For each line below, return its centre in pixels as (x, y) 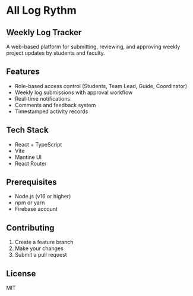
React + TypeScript (38, 144)
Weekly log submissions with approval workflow (74, 92)
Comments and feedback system (55, 105)
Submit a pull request (41, 255)
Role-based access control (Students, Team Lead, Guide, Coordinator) (101, 86)
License (21, 274)
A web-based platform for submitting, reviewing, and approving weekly (93, 46)
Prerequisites (31, 182)
